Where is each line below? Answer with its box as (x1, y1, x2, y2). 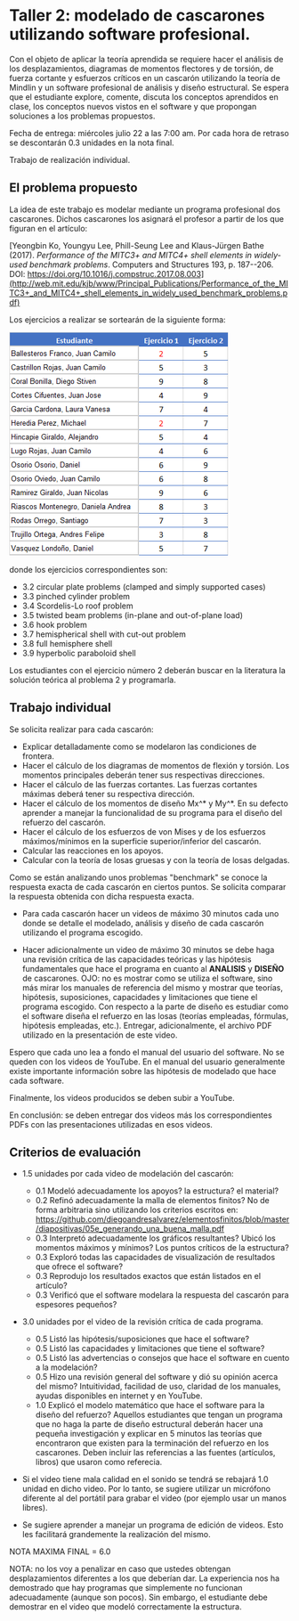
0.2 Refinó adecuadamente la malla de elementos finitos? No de (35, 1195, 270, 1206)
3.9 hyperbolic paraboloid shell (21, 648, 136, 658)
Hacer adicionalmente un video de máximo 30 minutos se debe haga (21, 944, 275, 955)
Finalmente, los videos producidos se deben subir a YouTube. (9, 1092, 236, 1103)
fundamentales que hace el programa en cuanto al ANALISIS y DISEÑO (21, 963, 285, 973)
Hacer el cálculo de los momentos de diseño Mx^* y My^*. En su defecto (21, 798, 289, 809)
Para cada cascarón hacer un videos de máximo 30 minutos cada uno (21, 908, 279, 918)
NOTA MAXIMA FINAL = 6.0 (9, 1546, 111, 1557)
